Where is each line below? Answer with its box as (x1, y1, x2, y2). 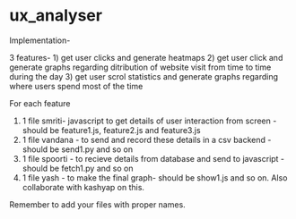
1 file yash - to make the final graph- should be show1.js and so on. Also (22, 172, 288, 183)
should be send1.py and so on (22, 144, 133, 155)
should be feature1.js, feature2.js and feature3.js (22, 124, 201, 135)
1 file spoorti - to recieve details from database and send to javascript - (22, 153, 285, 164)
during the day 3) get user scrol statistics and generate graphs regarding (9, 71, 279, 81)
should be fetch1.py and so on (22, 163, 134, 173)
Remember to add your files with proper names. (9, 198, 186, 210)
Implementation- (9, 35, 71, 46)
